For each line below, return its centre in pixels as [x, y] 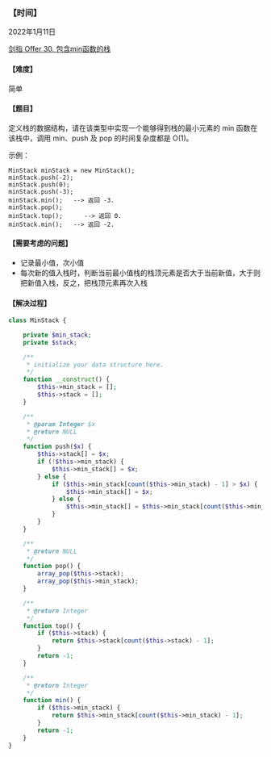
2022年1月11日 [32, 32]
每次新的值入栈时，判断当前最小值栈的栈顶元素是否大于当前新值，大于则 [140, 273]
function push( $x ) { [57, 447]
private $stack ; [50, 342]
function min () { [52, 701]
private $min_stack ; [57, 335]
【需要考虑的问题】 [40, 243]
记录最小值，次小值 [52, 262]
